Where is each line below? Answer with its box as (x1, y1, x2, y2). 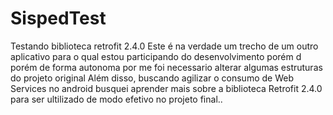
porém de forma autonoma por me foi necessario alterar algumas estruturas (10, 61, 323, 73)
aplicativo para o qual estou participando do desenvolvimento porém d (10, 50, 302, 62)
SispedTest (10, 7, 107, 30)
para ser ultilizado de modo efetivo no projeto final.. (10, 93, 223, 105)
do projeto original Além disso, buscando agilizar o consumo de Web (10, 72, 294, 84)
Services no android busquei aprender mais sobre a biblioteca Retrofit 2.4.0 (10, 82, 323, 94)
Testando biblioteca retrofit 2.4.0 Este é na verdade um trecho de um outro (10, 40, 319, 52)
